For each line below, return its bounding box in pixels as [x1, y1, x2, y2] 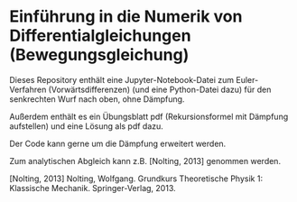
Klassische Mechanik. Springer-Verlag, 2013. [9, 182, 176, 193]
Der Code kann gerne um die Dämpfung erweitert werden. [9, 138, 227, 149]
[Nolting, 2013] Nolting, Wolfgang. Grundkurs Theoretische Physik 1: [9, 173, 264, 184]
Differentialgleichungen [9, 25, 191, 46]
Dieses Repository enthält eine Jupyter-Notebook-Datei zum [9, 74, 235, 85]
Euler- [236, 74, 259, 85]
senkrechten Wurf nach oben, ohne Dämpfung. [9, 93, 185, 105]
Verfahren [9, 84, 47, 95]
